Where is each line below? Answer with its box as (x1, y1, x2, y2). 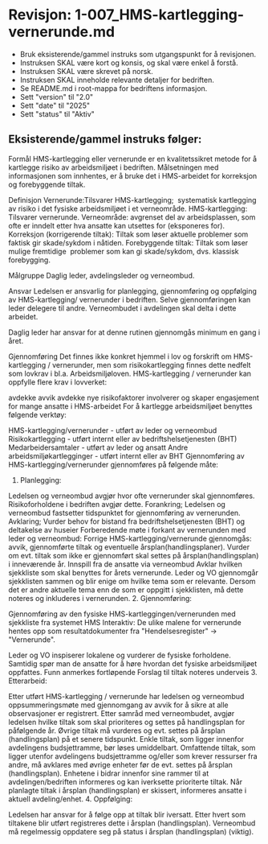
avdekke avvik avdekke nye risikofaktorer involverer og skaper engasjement (8, 393, 259, 402)
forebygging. (8, 255, 51, 265)
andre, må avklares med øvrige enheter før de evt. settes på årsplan (8, 760, 233, 769)
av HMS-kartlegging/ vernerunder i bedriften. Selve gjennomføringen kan (8, 294, 251, 304)
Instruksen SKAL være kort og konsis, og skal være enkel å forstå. (19, 58, 238, 68)
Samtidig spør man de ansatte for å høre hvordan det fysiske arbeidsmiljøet (8, 658, 258, 669)
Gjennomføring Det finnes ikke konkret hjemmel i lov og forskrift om (8, 352, 232, 361)
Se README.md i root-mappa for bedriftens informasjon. (19, 83, 208, 93)
